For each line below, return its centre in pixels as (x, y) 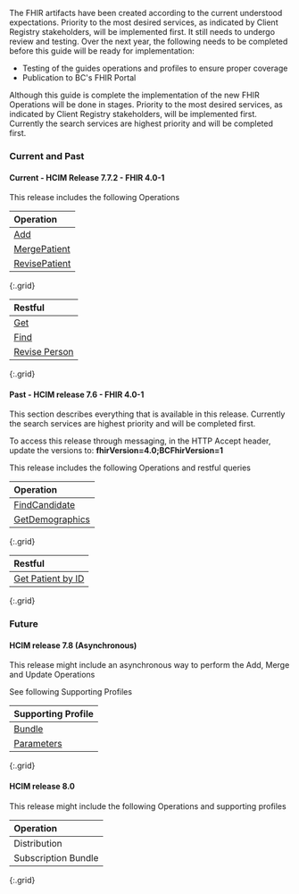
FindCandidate (45, 505)
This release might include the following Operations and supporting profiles (148, 806)
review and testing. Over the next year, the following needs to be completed (149, 41)
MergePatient (42, 249)
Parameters (38, 744)
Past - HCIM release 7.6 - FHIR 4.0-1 (77, 394)
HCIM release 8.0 (42, 787)
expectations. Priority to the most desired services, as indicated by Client (144, 22)
